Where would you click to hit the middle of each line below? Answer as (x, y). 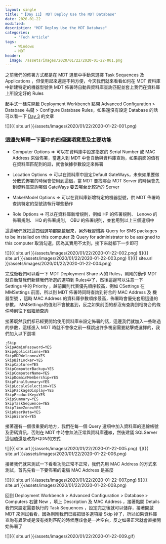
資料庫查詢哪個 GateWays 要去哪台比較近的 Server (68, 187)
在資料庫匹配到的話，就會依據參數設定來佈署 (58, 164)
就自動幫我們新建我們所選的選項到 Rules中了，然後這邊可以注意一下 (74, 280)
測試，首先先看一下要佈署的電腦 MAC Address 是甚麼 (59, 470)
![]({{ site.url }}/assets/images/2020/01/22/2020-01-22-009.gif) (70, 536)
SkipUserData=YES (23, 412)
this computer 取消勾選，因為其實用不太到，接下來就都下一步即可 (72, 243)
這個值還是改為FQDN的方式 (33, 438)
